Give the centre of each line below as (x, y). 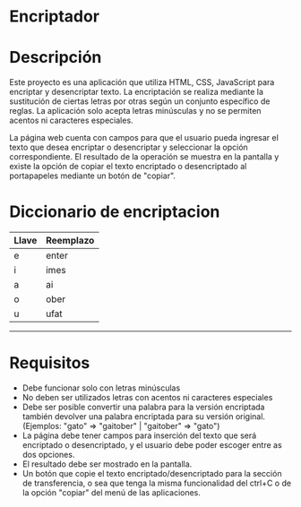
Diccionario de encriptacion (115, 212)
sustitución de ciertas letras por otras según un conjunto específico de (140, 101)
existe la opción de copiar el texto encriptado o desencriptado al (128, 167)
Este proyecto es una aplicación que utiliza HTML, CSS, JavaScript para (142, 82)
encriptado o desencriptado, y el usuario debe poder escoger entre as (152, 445)
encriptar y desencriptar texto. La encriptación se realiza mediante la (137, 92)
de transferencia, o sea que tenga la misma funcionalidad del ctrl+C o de (157, 483)
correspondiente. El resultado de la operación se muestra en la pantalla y (144, 157)
